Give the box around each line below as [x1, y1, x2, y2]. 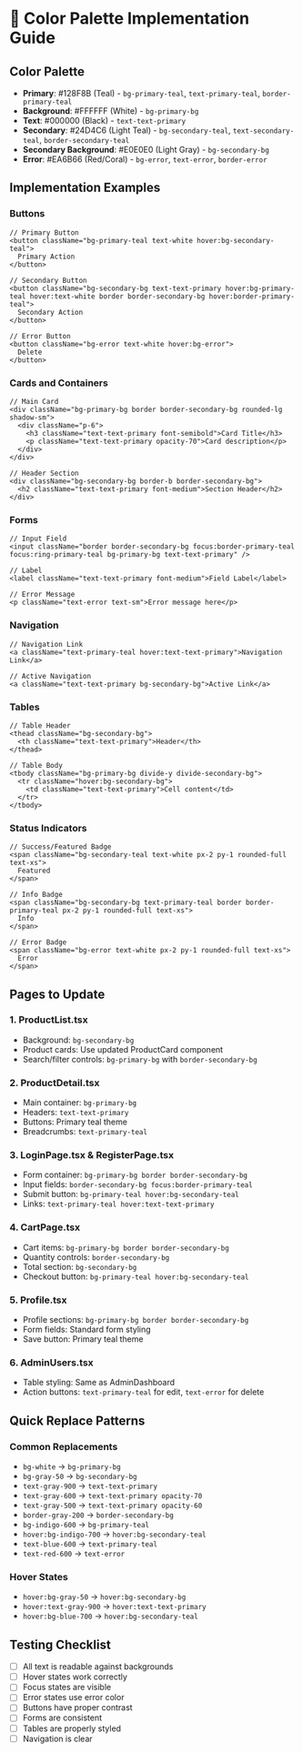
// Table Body [9, 761, 64, 770]
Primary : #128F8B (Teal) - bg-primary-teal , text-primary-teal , [22, 88, 261, 98]
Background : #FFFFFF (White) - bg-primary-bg [22, 106, 199, 116]
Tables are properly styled [22, 1723, 121, 1734]
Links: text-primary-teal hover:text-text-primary [22, 1198, 215, 1209]
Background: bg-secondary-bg [22, 1034, 135, 1045]
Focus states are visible [22, 1682, 112, 1693]
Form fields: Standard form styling [22, 1324, 152, 1335]
